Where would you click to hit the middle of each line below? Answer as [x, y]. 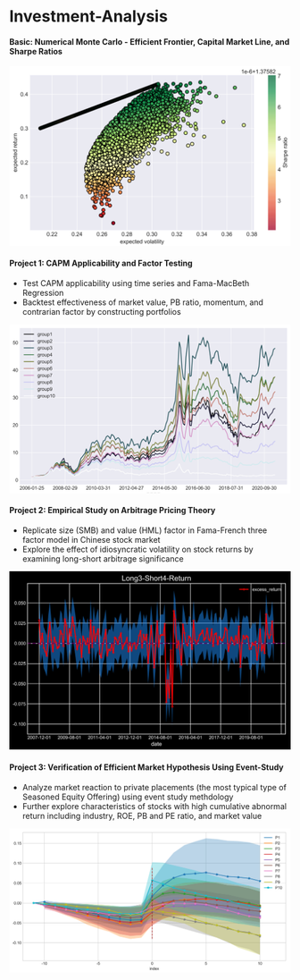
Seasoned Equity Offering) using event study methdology [128, 797]
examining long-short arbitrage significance [103, 558]
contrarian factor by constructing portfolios [101, 311]
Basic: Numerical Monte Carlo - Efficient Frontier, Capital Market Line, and [150, 41]
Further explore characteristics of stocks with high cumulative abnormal [154, 806]
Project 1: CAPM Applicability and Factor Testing [101, 263]
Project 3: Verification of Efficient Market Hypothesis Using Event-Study [146, 767]
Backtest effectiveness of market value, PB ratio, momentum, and [142, 302]
